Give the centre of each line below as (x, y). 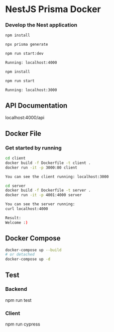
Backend (16, 289)
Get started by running (33, 148)
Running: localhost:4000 (31, 63)
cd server (16, 186)
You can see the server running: (40, 204)
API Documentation (36, 106)
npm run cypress (23, 324)
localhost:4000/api (25, 118)
